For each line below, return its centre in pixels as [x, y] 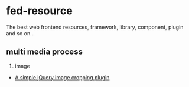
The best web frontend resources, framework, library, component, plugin [95, 27]
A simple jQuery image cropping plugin [62, 77]
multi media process [44, 52]
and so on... [21, 33]
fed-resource [39, 11]
